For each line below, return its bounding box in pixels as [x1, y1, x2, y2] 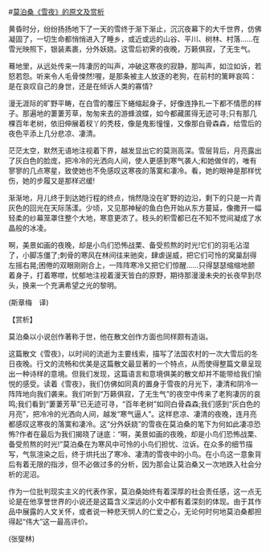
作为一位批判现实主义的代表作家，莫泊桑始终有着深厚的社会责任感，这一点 [8, 487, 255, 496]
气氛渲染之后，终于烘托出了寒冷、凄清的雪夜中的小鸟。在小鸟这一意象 [22, 450, 255, 458]
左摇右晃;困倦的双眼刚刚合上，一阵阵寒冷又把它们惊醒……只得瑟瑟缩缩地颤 [8, 261, 256, 269]
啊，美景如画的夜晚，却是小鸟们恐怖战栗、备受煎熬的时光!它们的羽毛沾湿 [8, 241, 251, 249]
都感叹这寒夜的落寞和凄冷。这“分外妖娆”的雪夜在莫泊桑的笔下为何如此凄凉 [8, 419, 255, 429]
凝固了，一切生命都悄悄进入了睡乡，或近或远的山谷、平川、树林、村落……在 [8, 35, 260, 43]
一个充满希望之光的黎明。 [35, 281, 121, 290]
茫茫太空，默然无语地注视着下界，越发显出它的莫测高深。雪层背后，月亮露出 [8, 146, 262, 155]
